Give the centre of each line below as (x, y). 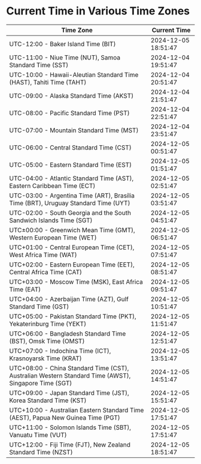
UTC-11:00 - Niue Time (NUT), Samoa (65, 57)
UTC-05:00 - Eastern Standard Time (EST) (71, 164)
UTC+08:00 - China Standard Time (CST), (69, 368)
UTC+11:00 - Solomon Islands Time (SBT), (70, 427)
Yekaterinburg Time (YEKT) (48, 324)
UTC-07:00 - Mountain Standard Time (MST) (74, 130)
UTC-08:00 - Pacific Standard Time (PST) (69, 113)
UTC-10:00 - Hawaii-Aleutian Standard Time (74, 74)
